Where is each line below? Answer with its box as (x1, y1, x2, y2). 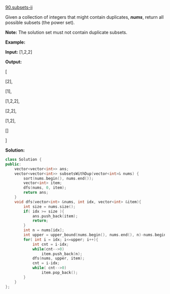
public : (5, 162, 22, 167)
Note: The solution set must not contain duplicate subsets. (5, 29, 127, 35)
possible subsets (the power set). (5, 20, 75, 25)
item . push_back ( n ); (41, 251, 82, 256)
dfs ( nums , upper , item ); (32, 256, 85, 261)
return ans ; (23, 190, 49, 195)
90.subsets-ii (5, 5, 33, 10)
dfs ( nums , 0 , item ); (23, 185, 67, 191)
